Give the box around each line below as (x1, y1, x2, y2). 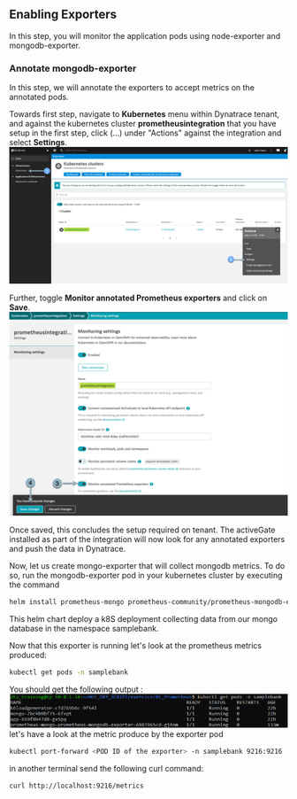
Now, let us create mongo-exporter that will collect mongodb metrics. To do (9, 560, 286, 570)
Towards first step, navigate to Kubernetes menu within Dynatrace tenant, (9, 109, 280, 120)
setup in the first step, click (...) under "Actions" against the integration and (9, 128, 282, 138)
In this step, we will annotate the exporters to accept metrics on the (9, 82, 255, 93)
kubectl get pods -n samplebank (9, 668, 128, 677)
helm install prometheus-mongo (9, 597, 125, 606)
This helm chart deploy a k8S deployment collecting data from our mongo (9, 613, 278, 624)
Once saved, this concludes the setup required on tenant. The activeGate (9, 524, 276, 535)
